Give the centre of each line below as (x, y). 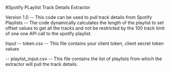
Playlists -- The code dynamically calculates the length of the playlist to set (84, 23)
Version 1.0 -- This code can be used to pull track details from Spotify (79, 17)
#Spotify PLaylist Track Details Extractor (48, 7)
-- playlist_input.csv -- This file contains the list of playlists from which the (84, 59)
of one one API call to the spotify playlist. (49, 33)
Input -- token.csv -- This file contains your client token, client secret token (84, 43)
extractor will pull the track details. (42, 64)
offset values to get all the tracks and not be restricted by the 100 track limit (85, 28)
